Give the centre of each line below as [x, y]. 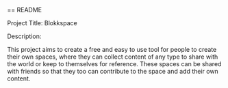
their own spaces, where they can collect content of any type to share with [113, 57]
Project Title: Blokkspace [42, 23]
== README [25, 10]
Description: [24, 36]
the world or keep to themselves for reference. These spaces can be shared [114, 64]
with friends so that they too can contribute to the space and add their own [113, 71]
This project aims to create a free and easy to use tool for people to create [112, 49]
